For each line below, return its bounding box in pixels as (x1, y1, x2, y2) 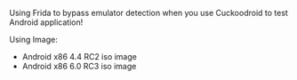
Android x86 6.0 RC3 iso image (21, 61, 137, 71)
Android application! (9, 17, 84, 28)
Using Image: (9, 35, 58, 44)
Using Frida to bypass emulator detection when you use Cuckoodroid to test (9, 8, 289, 18)
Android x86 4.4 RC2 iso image (21, 52, 138, 61)
